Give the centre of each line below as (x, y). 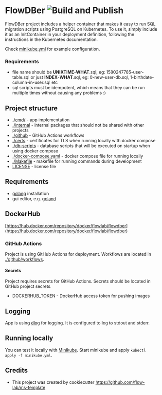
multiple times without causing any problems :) (59, 93)
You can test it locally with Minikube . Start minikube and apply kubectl (75, 350)
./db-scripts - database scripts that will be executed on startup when (81, 146)
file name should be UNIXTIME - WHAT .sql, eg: (59, 72)
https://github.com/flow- (120, 382)
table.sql (21, 77)
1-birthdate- (142, 77)
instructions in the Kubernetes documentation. (52, 39)
